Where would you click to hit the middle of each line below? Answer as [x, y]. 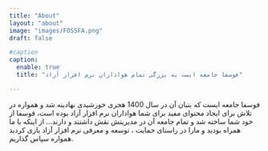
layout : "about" [36, 23]
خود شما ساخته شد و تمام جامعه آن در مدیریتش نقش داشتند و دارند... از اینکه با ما [131, 121]
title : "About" [35, 16]
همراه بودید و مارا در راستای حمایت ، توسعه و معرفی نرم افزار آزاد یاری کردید [125, 129]
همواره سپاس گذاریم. [41, 138]
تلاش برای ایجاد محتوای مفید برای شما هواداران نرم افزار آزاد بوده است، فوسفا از [130, 113]
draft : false [31, 38]
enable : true [38, 68]
